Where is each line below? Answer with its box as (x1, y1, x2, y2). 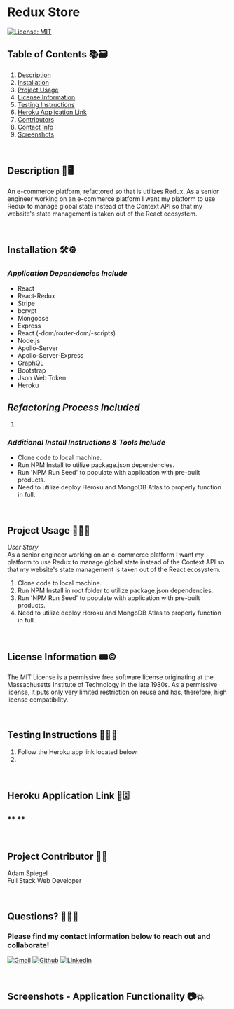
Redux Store (7, 4, 81, 20)
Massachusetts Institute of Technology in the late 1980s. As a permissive (7, 680, 218, 688)
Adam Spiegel (7, 869, 48, 877)
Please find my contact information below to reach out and (7, 931, 211, 941)
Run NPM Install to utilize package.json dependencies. (17, 461, 175, 469)
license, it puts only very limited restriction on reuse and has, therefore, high (7, 688, 228, 696)
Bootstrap (17, 366, 46, 375)
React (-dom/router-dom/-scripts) (17, 329, 116, 338)
